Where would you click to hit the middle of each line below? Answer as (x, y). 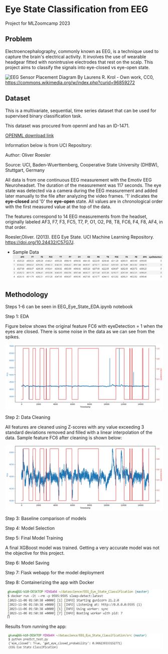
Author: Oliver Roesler (28, 155)
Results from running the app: (36, 626)
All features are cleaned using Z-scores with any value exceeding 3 (75, 427)
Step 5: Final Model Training (34, 538)
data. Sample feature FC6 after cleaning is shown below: (64, 438)
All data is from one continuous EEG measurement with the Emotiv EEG (78, 180)
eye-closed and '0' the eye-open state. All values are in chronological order (84, 201)
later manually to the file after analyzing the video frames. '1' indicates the (81, 196)
